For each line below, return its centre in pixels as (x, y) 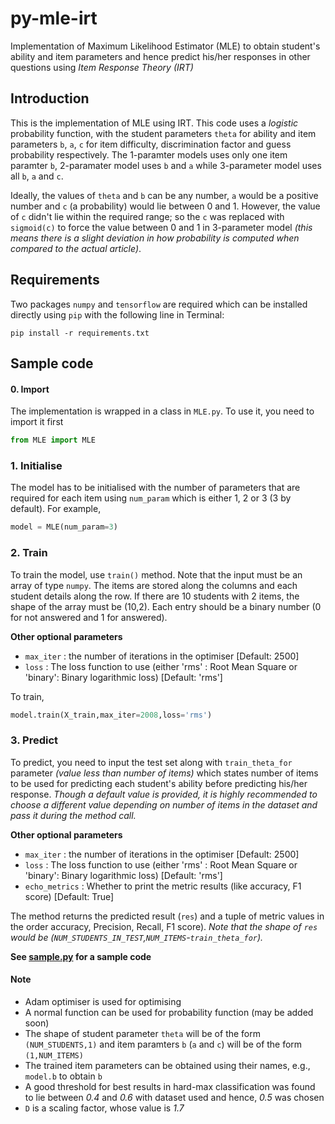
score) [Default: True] (69, 896)
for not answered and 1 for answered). (89, 617)
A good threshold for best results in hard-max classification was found (170, 1086)
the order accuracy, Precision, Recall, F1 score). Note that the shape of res (164, 926)
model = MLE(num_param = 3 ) (64, 527)
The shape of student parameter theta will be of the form (143, 1033)
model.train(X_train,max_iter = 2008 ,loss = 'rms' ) (111, 715)
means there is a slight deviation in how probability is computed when (155, 238)
